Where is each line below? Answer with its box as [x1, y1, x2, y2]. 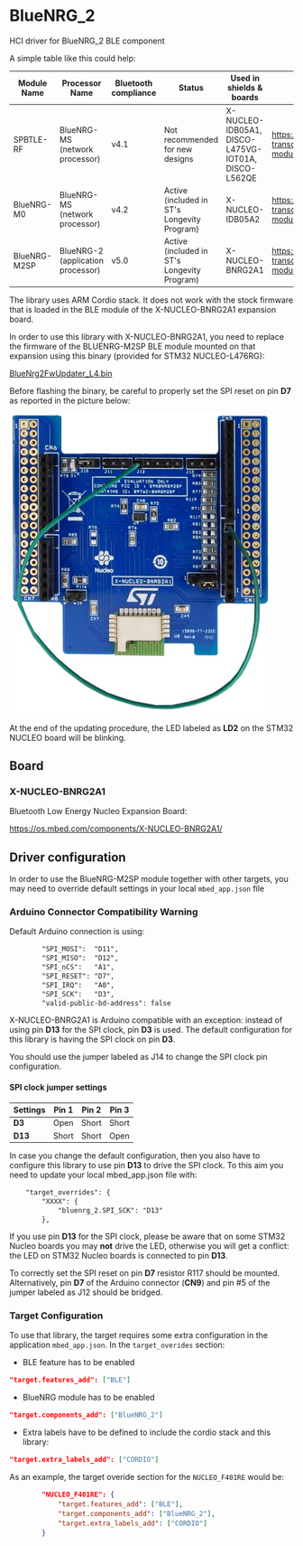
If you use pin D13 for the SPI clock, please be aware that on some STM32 [9, 1231, 286, 1242]
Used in [230, 73, 260, 84]
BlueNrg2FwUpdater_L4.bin [9, 368, 113, 379]
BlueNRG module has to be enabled [22, 1392, 155, 1403]
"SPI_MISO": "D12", [41, 954, 119, 963]
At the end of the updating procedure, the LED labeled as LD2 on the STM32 [9, 722, 294, 733]
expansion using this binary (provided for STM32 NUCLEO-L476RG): [9, 350, 265, 361]
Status [179, 82, 205, 93]
